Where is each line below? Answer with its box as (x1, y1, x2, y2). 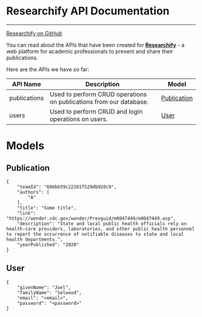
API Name (11, 80, 41, 88)
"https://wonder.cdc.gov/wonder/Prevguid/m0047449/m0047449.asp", (6, 215, 176, 222)
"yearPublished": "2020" (17, 241, 79, 247)
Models (6, 139, 44, 152)
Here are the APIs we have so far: (6, 65, 90, 73)
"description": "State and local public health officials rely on (17, 220, 187, 226)
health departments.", (6, 236, 63, 243)
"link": (17, 210, 36, 216)
